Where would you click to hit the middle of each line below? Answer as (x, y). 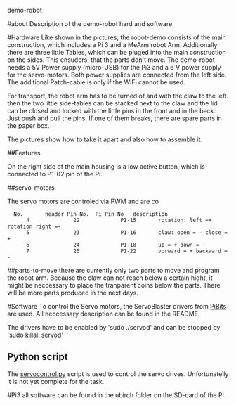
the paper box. (28, 126)
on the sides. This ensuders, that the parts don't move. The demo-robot (111, 60)
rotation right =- (34, 226)
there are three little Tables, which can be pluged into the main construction (117, 52)
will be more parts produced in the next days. (73, 292)
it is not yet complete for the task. (56, 381)
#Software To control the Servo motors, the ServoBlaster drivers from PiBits (117, 306)
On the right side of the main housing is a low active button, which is (106, 167)
